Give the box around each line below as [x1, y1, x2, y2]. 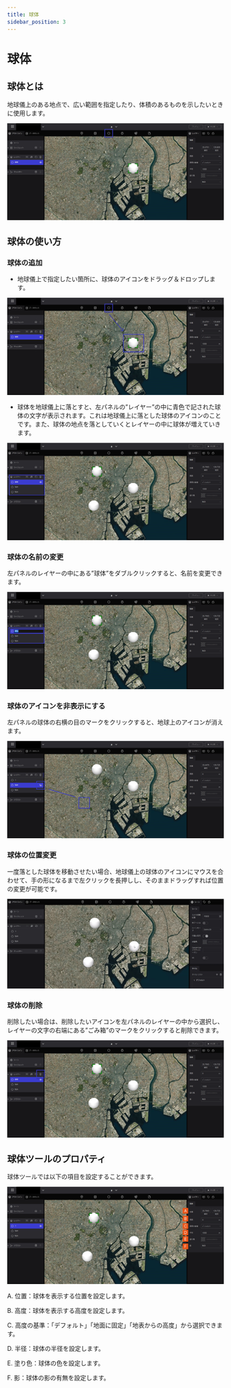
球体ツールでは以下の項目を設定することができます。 [7, 1172, 157, 1181]
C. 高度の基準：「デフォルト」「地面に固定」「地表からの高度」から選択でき [7, 1320, 217, 1329]
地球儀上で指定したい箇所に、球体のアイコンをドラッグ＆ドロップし [16, 275, 210, 283]
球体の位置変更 [7, 850, 57, 860]
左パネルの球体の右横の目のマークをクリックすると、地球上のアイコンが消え [7, 718, 223, 726]
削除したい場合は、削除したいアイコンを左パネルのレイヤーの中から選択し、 [7, 1017, 223, 1026]
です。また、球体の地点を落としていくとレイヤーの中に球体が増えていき [16, 420, 221, 428]
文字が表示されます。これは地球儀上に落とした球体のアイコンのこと [29, 411, 221, 420]
